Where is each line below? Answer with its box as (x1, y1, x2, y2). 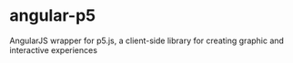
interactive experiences (9, 44, 98, 55)
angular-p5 (9, 5, 96, 26)
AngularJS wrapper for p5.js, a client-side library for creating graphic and (9, 35, 285, 46)
